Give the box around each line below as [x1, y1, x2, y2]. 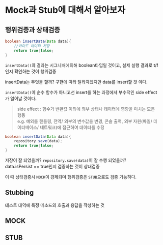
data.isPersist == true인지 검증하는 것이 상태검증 [5, 163, 100, 169]
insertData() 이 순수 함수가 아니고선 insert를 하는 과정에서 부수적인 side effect [5, 89, 157, 95]
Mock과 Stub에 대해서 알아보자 [5, 4, 126, 16]
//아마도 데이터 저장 [14, 43, 50, 48]
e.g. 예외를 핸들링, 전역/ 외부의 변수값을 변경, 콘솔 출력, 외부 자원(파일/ [17, 118, 153, 124]
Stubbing [5, 188, 34, 197]
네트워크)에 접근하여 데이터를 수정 [40, 124, 105, 130]
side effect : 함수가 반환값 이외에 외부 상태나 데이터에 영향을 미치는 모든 [17, 106, 155, 112]
